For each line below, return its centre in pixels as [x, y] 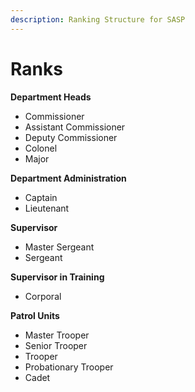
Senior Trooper [56, 345]
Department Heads [51, 97]
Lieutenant [47, 208]
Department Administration [68, 178]
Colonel [41, 148]
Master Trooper [57, 335]
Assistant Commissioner [75, 127]
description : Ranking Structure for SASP [98, 19]
